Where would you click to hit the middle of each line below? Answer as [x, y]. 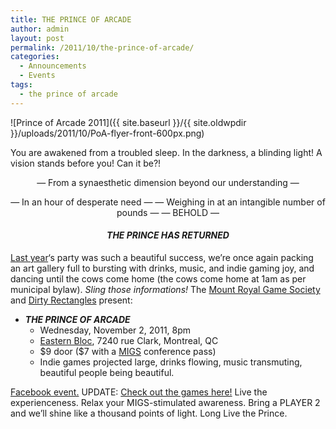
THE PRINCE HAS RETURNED [168, 235]
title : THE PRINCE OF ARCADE [71, 19]
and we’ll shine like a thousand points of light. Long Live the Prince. [149, 413]
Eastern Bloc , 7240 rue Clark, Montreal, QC [129, 340]
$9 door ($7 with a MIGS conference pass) [128, 351]
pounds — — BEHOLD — [168, 212]
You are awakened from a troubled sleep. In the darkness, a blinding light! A [166, 152]
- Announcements [53, 66]
